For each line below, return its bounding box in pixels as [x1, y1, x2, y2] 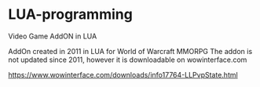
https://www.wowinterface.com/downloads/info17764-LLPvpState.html [8, 70, 238, 79]
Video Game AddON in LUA [8, 31, 97, 41]
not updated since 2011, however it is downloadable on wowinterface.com [8, 55, 247, 64]
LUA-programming [8, 5, 134, 24]
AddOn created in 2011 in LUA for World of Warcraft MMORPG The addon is [8, 46, 253, 56]
